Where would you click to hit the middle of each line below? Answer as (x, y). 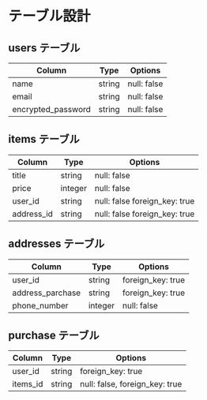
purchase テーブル (54, 336)
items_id (28, 384)
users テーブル (44, 48)
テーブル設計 (49, 16)
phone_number (40, 305)
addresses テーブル (56, 244)
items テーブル (44, 139)
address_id (33, 214)
